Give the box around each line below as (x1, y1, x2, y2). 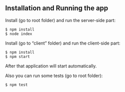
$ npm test (5, 82, 28, 87)
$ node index (5, 31, 32, 36)
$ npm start (5, 54, 30, 59)
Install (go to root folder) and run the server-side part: (5, 17, 116, 23)
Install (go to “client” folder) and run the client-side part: (5, 40, 120, 46)
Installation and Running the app (5, 4, 108, 12)
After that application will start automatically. (5, 62, 97, 69)
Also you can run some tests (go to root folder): (5, 72, 103, 78)
